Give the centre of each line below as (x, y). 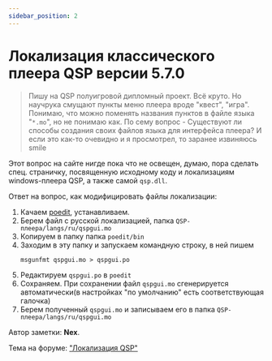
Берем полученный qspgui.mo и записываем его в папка (117, 309)
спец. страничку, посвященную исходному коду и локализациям (121, 172)
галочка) (35, 300)
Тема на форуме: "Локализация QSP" (73, 348)
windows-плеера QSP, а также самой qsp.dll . (88, 180)
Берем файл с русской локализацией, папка (97, 221)
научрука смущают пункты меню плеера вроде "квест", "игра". (139, 104)
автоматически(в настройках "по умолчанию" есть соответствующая (142, 292)
